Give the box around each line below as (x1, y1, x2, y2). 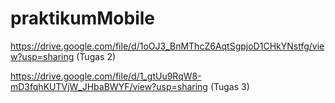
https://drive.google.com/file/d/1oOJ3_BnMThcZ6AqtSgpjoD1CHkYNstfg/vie (10, 40, 325, 52)
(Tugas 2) (76, 50, 117, 62)
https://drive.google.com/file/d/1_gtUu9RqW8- (10, 70, 202, 82)
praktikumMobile (10, 7, 155, 30)
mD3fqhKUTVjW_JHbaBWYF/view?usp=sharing (10, 80, 208, 92)
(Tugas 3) (209, 80, 250, 92)
